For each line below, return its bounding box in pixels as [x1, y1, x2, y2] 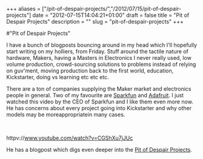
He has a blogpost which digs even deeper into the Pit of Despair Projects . [6, 146, 192, 153]
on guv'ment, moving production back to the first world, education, [6, 67, 174, 74]
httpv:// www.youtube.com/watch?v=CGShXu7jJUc [6, 134, 133, 141]
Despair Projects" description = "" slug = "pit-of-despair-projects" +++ [6, 18, 184, 25]
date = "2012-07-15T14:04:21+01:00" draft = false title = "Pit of [32, 11, 190, 19]
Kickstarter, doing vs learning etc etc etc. [6, 74, 109, 80]
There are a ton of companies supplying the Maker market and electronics [6, 85, 191, 92]
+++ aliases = [6, 5, 41, 12]
